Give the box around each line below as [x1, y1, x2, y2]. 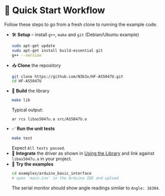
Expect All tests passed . [11, 145, 65, 151]
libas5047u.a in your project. [11, 156, 72, 162]
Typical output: [11, 107, 43, 113]
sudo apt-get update [11, 43, 55, 48]
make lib [11, 97, 30, 103]
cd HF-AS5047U [11, 79, 42, 84]
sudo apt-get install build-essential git [11, 48, 103, 53]
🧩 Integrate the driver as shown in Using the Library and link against [11, 150, 155, 156]
